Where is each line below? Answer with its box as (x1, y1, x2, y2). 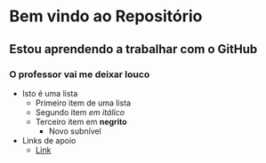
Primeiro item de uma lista (35, 97, 132, 108)
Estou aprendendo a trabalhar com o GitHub (9, 42, 258, 57)
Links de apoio (21, 135, 77, 145)
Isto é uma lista (21, 88, 78, 98)
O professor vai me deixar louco (9, 68, 150, 81)
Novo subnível (48, 126, 102, 136)
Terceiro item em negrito (35, 116, 127, 127)
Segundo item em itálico (35, 106, 125, 117)
